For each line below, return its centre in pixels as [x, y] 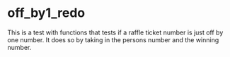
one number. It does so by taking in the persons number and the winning [113, 39]
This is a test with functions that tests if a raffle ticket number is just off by [115, 32]
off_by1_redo [46, 13]
